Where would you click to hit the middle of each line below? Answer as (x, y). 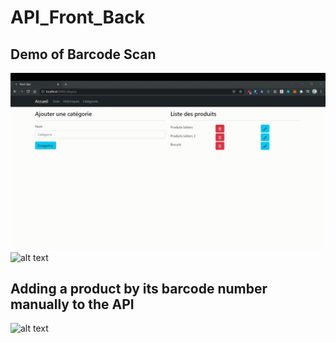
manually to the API (72, 304)
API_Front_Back (77, 17)
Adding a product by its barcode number (139, 288)
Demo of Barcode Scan (83, 54)
